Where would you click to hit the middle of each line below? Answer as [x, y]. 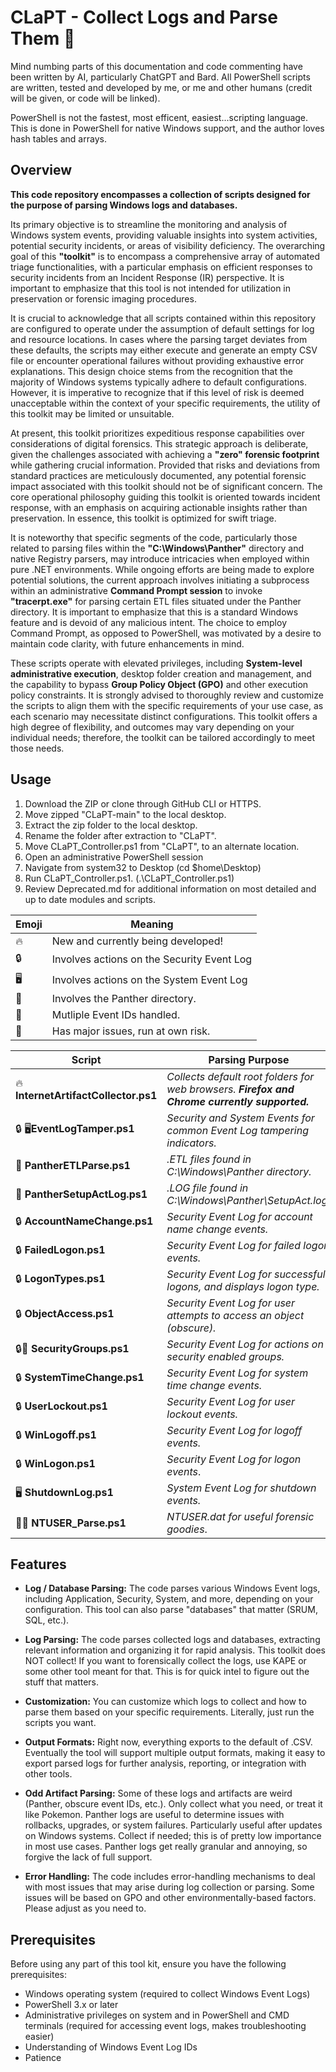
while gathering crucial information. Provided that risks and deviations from [165, 465]
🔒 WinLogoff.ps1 [56, 1435]
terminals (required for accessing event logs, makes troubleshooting [165, 2026]
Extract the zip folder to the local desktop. [111, 825]
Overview [41, 170]
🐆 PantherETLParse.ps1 [73, 1165]
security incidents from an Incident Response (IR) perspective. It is [147, 277]
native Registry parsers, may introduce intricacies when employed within [160, 558]
